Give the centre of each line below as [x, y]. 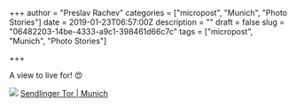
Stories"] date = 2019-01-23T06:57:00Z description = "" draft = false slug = [147, 22]
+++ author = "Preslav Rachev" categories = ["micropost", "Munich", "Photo [148, 13]
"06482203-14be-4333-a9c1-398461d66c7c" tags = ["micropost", [131, 31]
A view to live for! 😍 [46, 75]
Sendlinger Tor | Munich [64, 93]
